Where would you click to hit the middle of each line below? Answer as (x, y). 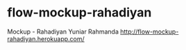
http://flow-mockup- (150, 32)
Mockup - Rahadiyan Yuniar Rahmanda (63, 32)
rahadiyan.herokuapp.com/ (46, 38)
